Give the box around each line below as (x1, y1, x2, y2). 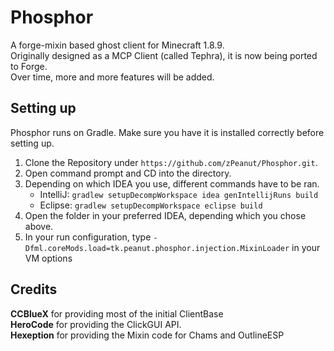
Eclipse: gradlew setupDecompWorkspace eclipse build (39, 199, 263, 211)
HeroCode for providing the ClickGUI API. (10, 318, 182, 330)
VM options (24, 252, 73, 264)
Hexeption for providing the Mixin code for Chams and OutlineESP (10, 329, 285, 341)
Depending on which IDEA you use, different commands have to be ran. (24, 177, 320, 190)
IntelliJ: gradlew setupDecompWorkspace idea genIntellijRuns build (39, 188, 319, 200)
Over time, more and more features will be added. (10, 71, 215, 83)
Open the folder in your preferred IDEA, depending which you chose (24, 209, 307, 221)
